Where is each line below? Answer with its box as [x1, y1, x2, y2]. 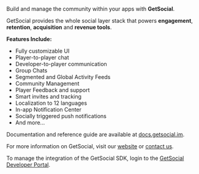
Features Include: [6, 36, 52, 42]
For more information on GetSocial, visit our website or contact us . [6, 143, 174, 149]
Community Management [15, 80, 80, 87]
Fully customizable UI [15, 47, 70, 55]
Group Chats [15, 67, 48, 74]
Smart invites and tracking [15, 93, 81, 100]
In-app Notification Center [15, 106, 81, 113]
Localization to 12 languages [15, 99, 88, 107]
